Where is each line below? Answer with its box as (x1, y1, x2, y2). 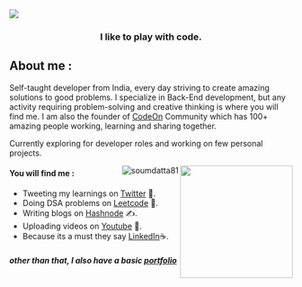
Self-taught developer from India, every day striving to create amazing (9, 82, 270, 93)
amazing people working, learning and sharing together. (9, 121, 218, 131)
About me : (9, 58, 73, 74)
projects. (9, 148, 42, 158)
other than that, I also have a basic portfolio (9, 255, 177, 265)
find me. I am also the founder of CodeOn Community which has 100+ (9, 111, 269, 121)
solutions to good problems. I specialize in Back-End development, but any (9, 92, 286, 103)
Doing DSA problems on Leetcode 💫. (22, 197, 159, 208)
